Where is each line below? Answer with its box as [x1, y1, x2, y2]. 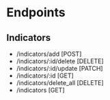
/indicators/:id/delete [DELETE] [16, 57, 104, 65]
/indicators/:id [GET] [16, 71, 74, 80]
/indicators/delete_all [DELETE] [16, 79, 104, 86]
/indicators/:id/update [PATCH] [16, 65, 103, 72]
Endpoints [6, 5, 66, 20]
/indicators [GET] [16, 86, 66, 94]
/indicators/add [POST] [16, 50, 82, 58]
